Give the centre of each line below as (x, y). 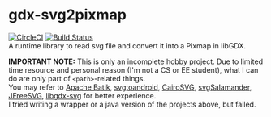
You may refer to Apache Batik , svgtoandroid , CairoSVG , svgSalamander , (130, 87)
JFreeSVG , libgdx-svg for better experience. (82, 95)
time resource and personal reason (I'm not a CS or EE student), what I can (133, 69)
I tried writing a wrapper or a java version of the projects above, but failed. (132, 104)
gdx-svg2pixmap (68, 15)
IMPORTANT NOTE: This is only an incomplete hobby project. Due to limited (136, 61)
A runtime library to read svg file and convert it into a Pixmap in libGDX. (127, 45)
